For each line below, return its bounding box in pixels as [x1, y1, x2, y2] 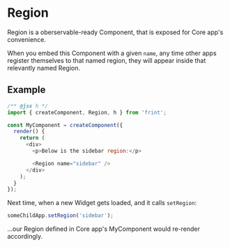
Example [7, 84, 46, 96]
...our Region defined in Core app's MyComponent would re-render [7, 225, 201, 233]
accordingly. [7, 232, 43, 241]
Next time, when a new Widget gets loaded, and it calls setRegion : [7, 199, 197, 207]
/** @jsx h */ [7, 103, 49, 110]
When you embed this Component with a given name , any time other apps [7, 49, 217, 57]
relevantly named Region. [7, 63, 80, 72]
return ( [20, 135, 45, 142]
